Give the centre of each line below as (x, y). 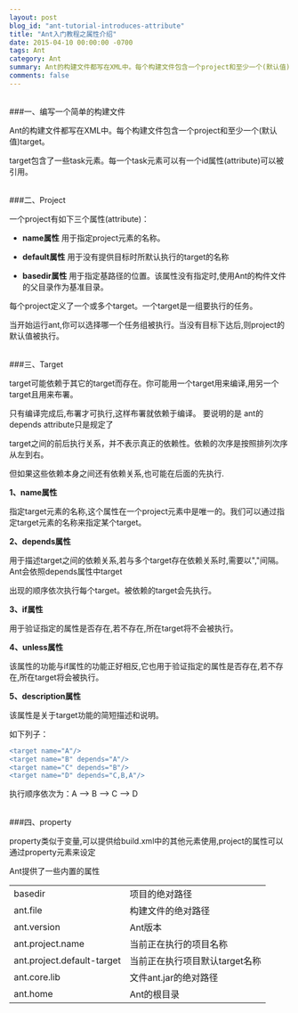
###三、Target (36, 364)
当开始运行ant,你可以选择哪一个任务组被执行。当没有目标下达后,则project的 (147, 324)
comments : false (39, 76)
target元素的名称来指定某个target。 (81, 522)
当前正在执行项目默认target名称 (195, 961)
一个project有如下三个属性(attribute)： (79, 218)
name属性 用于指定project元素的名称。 (93, 238)
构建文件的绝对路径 (170, 911)
